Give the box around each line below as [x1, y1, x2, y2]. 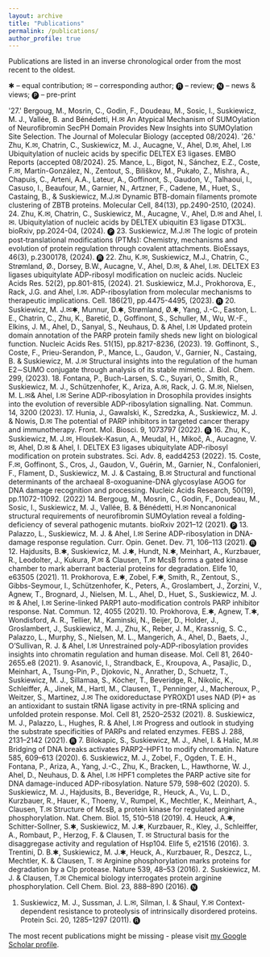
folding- [218, 511, 246, 521]
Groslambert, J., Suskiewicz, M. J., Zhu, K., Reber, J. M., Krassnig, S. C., [8, 623, 247, 634]
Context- [215, 898, 246, 908]
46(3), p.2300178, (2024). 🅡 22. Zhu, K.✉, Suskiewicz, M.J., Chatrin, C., [8, 252, 249, 262]
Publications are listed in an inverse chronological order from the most [8, 57, 242, 66]
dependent [19, 906, 57, 917]
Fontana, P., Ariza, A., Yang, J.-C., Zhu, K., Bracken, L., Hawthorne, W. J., [8, 762, 251, 771]
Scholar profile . [8, 940, 60, 950]
